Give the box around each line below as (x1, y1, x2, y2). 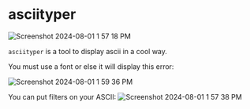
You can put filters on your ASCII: (8, 92, 117, 101)
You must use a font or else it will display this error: (8, 61, 174, 71)
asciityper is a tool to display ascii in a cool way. (8, 46, 168, 56)
